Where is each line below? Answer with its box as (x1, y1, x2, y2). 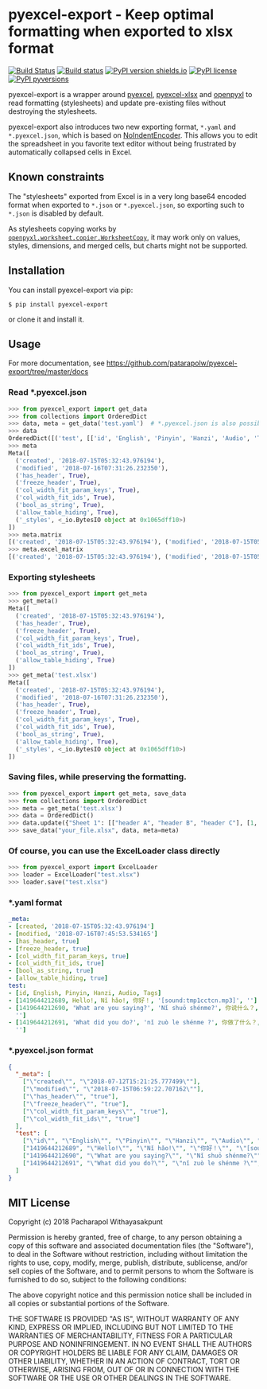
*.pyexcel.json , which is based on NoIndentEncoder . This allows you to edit (8, 130, 258, 140)
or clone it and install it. (8, 314, 85, 324)
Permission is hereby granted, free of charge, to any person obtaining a (8, 1232, 242, 1243)
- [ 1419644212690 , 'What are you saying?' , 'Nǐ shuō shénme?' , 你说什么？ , (8, 1004, 259, 1012)
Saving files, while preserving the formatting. (8, 771, 187, 782)
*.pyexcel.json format (8, 1045, 94, 1056)
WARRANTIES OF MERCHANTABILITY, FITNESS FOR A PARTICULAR (8, 1331, 233, 1340)
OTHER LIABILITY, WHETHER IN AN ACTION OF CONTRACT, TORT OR (8, 1356, 240, 1366)
